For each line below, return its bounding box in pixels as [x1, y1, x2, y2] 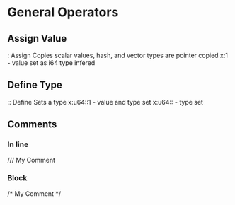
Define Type [7, 79, 62, 91]
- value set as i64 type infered [7, 59, 96, 67]
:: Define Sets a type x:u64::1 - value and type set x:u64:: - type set [7, 98, 204, 106]
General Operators [7, 4, 119, 20]
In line [7, 139, 29, 149]
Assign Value [7, 33, 67, 45]
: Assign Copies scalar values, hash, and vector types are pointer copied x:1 [7, 51, 229, 59]
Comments [7, 118, 57, 131]
